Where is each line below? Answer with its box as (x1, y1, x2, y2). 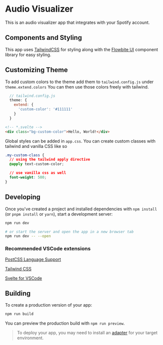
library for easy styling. (5, 52, 52, 57)
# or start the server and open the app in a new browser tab (5, 229, 134, 234)
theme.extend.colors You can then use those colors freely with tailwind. (5, 84, 149, 90)
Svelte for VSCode (5, 275, 42, 281)
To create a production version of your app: (5, 302, 92, 308)
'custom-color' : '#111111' (18, 107, 73, 112)
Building (5, 289, 31, 297)
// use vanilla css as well (9, 170, 67, 176)
